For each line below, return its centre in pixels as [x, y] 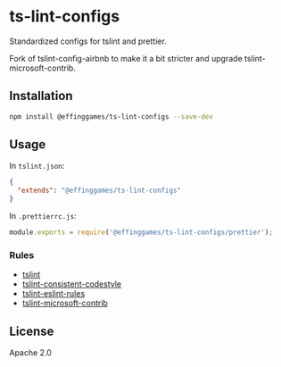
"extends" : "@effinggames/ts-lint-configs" [99, 191]
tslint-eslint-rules [54, 294]
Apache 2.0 [30, 353]
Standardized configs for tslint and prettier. [88, 41]
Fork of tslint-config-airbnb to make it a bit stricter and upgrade [126, 58]
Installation [41, 96]
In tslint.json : [37, 166]
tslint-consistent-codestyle [72, 284]
